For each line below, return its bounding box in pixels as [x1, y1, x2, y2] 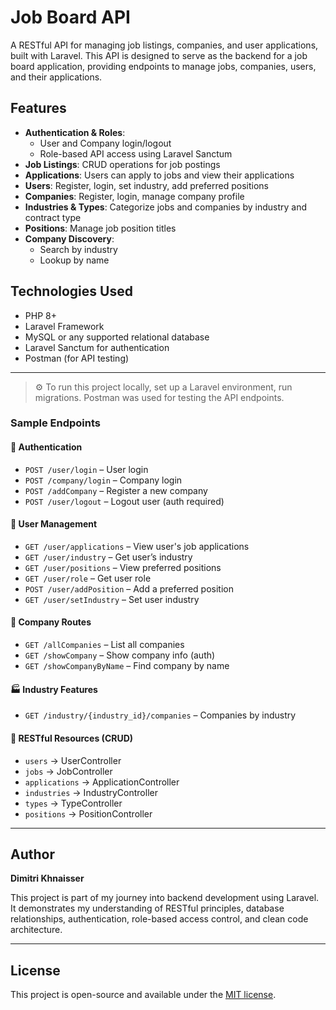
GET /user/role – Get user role [24, 572, 152, 584]
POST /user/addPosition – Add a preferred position [24, 582, 235, 595]
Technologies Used [10, 283, 133, 300]
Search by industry [39, 243, 118, 255]
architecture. [10, 924, 63, 936]
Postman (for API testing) [24, 352, 130, 364]
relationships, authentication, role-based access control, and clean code [10, 913, 309, 925]
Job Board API [10, 6, 131, 29]
